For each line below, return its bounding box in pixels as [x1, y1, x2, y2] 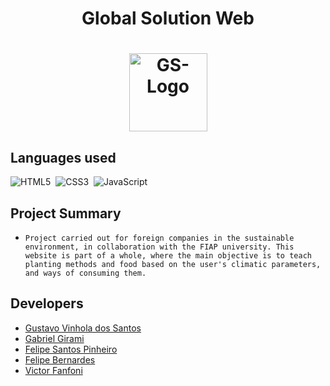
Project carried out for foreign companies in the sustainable [24, 233, 295, 243]
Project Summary [10, 205, 122, 222]
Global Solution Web [81, 7, 255, 30]
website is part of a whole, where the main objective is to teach [24, 251, 312, 261]
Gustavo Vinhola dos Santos [24, 322, 142, 334]
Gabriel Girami [24, 332, 85, 344]
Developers [10, 295, 84, 312]
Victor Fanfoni [24, 364, 83, 376]
